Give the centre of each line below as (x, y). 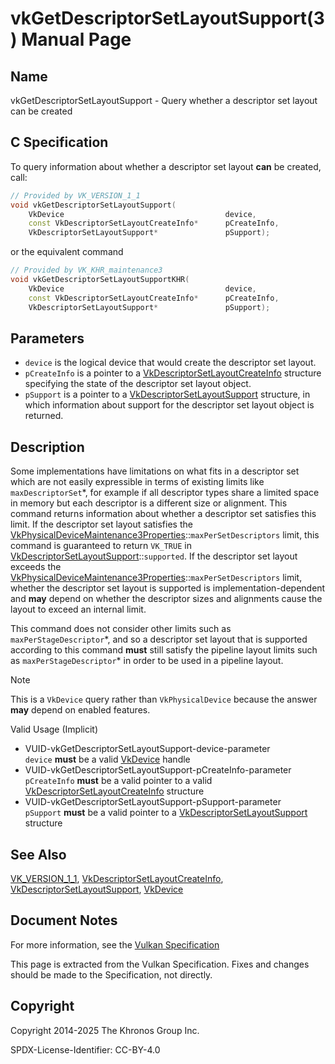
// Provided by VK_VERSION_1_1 (75, 195)
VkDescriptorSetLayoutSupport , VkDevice (97, 889)
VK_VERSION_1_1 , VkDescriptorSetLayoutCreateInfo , (117, 878)
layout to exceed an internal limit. (78, 609)
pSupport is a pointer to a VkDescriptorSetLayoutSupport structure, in (167, 394)
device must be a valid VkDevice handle (107, 759)
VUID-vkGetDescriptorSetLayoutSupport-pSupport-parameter (153, 802)
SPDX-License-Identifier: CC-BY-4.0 (85, 1049)
